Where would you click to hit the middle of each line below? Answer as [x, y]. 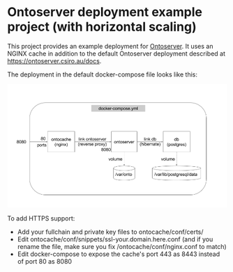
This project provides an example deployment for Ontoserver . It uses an [110, 46]
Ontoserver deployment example [105, 12]
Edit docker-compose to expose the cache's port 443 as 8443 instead [119, 254]
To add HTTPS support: [41, 218]
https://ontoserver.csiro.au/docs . [54, 61]
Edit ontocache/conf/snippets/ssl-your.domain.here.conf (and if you [115, 239]
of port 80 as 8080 [44, 262]
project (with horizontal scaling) [102, 27]
